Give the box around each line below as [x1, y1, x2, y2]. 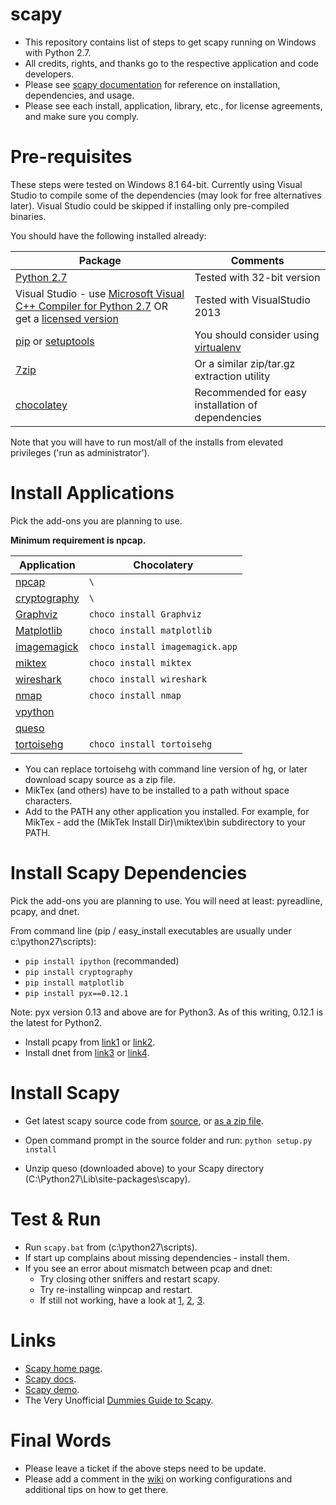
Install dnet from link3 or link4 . [24, 1046, 150, 1058]
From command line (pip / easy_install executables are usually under [10, 924, 292, 937]
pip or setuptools [15, 334, 95, 348]
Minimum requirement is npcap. [10, 534, 147, 546]
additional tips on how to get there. [24, 1483, 169, 1495]
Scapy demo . [24, 1383, 80, 1395]
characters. [24, 794, 73, 807]
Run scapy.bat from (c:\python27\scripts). [24, 1241, 198, 1253]
